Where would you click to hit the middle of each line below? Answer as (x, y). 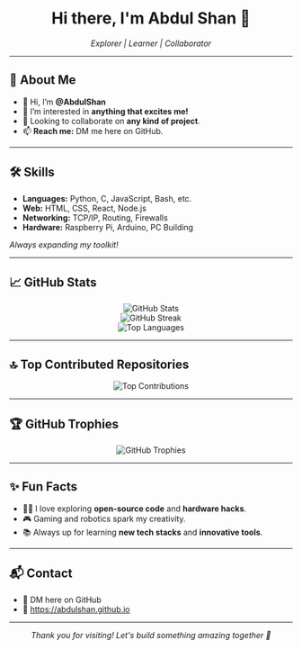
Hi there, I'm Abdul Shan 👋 (151, 18)
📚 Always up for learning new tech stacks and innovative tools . (142, 532)
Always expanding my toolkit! (64, 244)
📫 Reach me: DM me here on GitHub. (93, 131)
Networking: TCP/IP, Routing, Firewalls (95, 217)
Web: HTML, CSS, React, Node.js (84, 208)
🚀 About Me (43, 80)
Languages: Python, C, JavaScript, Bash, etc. (107, 198)
